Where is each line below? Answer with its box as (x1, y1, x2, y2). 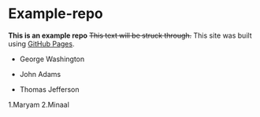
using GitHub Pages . (8, 38, 75, 48)
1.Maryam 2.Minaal (8, 100, 69, 109)
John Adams (19, 69, 61, 79)
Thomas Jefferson (19, 84, 80, 94)
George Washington (19, 54, 85, 64)
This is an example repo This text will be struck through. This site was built (8, 31, 252, 40)
